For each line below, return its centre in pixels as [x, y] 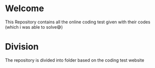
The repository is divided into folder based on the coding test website [75, 60]
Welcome [25, 8]
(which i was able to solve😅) [34, 27]
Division [22, 47]
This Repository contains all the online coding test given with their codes [78, 22]
